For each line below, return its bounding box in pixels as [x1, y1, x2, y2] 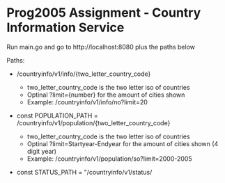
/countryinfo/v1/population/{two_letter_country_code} [16, 118, 171, 127]
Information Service [6, 19, 125, 35]
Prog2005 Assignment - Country [6, 5, 201, 21]
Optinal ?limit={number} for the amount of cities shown [26, 90, 185, 99]
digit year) [26, 147, 57, 155]
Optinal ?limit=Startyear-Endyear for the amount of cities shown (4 [26, 139, 219, 148]
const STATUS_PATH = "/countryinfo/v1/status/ [16, 168, 153, 176]
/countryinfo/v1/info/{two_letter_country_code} [16, 70, 151, 78]
